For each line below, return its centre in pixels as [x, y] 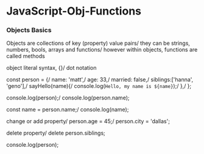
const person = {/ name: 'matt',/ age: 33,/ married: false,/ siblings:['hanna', [100, 79]
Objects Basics [29, 30]
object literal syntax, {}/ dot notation [51, 68]
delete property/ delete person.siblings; [56, 133]
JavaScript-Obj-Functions [74, 11]
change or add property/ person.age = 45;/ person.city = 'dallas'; [88, 121]
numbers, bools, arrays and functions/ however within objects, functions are [102, 50]
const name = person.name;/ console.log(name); [68, 110]
